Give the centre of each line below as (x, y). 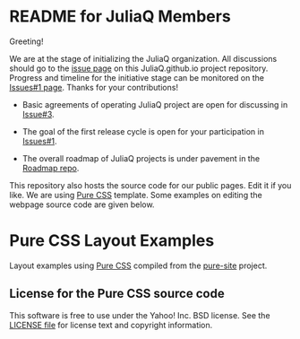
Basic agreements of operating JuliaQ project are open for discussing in (155, 104)
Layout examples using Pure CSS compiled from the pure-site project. (138, 265)
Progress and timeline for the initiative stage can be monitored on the (137, 77)
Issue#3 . (39, 114)
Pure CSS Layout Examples (112, 241)
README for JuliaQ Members (120, 17)
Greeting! (26, 41)
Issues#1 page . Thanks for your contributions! (94, 87)
